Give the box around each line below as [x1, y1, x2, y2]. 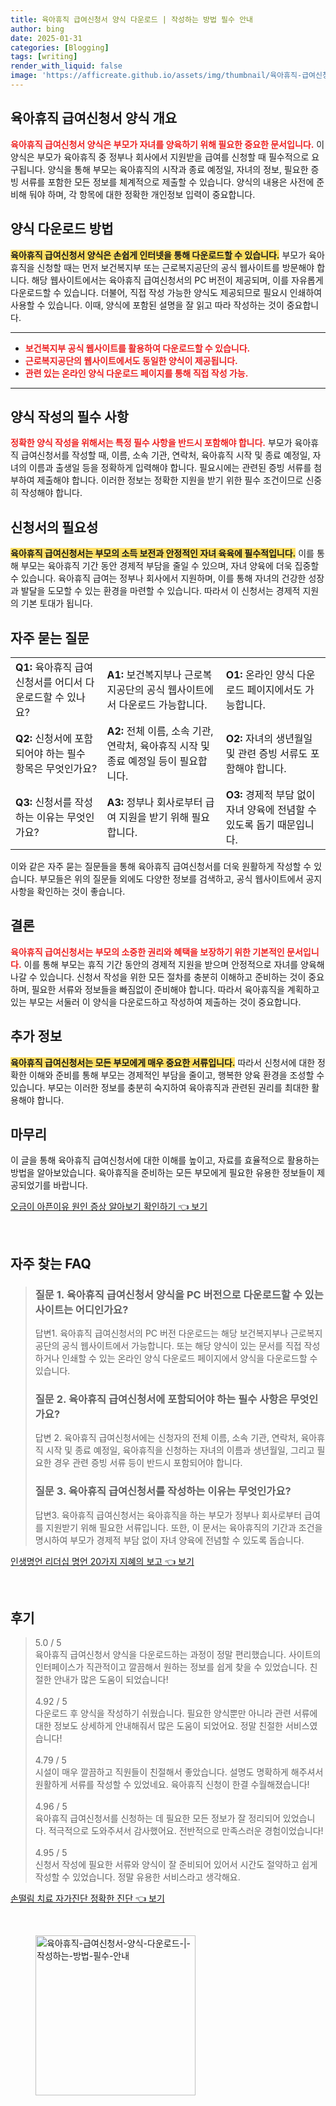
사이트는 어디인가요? [34, 1302, 129, 1316]
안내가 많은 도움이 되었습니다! [53, 1674, 169, 1686]
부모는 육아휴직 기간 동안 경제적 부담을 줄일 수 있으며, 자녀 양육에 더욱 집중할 [20, 560, 320, 572]
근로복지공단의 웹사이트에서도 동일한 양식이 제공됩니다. [24, 354, 238, 366]
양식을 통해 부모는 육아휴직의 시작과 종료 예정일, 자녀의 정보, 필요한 [47, 163, 309, 175]
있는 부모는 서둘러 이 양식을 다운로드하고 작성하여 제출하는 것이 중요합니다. [10, 996, 302, 1008]
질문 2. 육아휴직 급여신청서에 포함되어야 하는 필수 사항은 [34, 1392, 288, 1406]
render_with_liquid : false [10, 61, 123, 71]
